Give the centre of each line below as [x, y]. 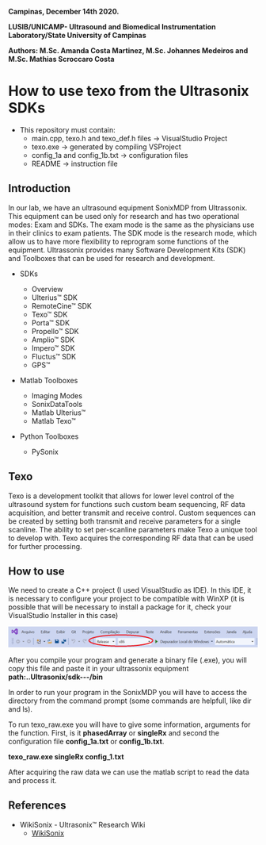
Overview [47, 289]
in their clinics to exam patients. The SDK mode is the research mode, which [133, 232]
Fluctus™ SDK [54, 356]
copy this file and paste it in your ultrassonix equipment [99, 668]
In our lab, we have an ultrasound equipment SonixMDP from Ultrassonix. [128, 207]
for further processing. [45, 546]
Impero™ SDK [53, 348]
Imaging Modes [57, 395]
